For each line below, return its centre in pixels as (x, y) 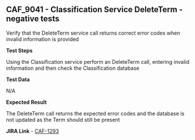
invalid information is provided (42, 39)
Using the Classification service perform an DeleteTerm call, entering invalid (98, 62)
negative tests (33, 19)
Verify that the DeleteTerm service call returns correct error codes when (93, 33)
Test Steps (20, 50)
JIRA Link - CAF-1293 (32, 131)
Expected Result (26, 102)
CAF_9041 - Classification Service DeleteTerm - (95, 10)
